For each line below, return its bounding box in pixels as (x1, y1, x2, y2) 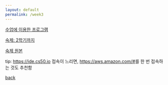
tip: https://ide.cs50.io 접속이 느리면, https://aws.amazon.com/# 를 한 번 (5, 58, 150, 64)
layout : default (5, 7, 39, 12)
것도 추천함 (10, 64, 33, 70)
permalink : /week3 (5, 12, 44, 17)
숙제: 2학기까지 (5, 37, 35, 43)
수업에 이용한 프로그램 (5, 26, 49, 32)
